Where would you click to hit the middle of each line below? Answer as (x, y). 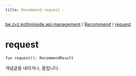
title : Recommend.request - (35, 10)
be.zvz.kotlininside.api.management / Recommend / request (68, 24)
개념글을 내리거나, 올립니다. (32, 68)
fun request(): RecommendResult (39, 58)
